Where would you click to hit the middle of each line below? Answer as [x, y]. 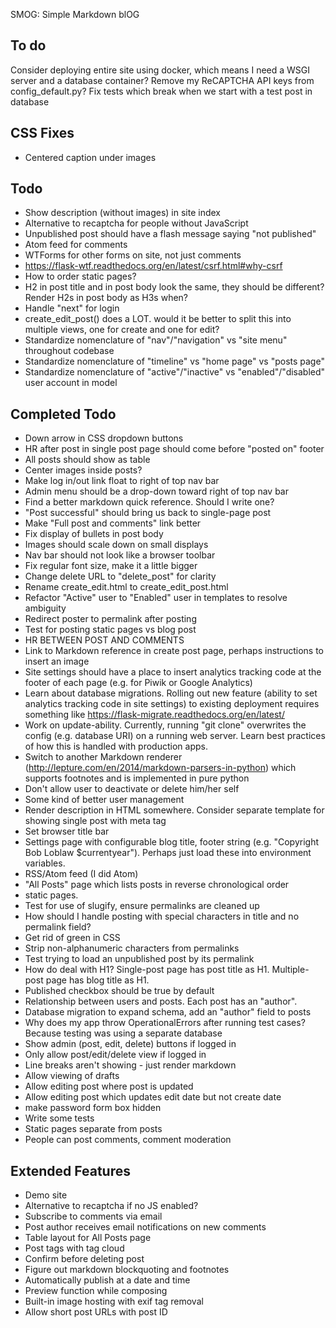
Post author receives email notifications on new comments [145, 1227]
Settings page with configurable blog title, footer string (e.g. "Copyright [172, 842]
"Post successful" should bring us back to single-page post [148, 513]
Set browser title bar [67, 831]
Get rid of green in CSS [72, 938]
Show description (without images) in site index [123, 213]
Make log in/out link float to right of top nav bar [122, 481]
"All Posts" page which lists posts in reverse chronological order [157, 885]
